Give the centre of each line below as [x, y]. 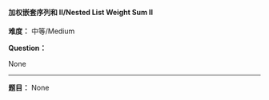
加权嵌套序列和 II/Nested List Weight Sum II [81, 12]
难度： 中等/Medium [42, 31]
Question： [27, 48]
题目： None [29, 88]
